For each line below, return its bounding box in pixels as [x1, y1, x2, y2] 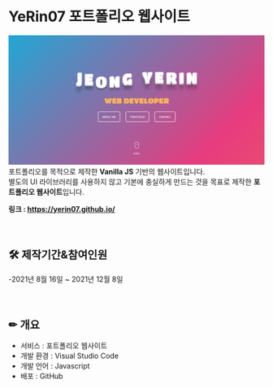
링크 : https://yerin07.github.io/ [8, 205, 115, 214]
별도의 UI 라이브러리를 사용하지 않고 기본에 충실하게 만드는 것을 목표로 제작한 [8, 177, 252, 187]
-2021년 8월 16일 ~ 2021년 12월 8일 [8, 274, 123, 284]
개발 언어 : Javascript [19, 361, 90, 370]
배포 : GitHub [19, 371, 63, 381]
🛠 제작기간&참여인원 [8, 248, 108, 261]
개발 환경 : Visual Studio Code [19, 351, 119, 360]
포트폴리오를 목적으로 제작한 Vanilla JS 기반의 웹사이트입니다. [8, 167, 206, 177]
